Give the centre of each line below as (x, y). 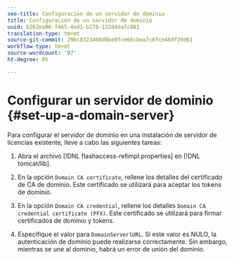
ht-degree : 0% (28, 60)
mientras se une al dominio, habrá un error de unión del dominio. (111, 249)
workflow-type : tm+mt (39, 46)
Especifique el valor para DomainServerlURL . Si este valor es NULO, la (117, 234)
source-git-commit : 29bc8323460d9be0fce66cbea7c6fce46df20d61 (100, 40)
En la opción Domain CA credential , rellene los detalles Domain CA (111, 205)
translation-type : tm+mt (44, 33)
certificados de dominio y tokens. (66, 220)
